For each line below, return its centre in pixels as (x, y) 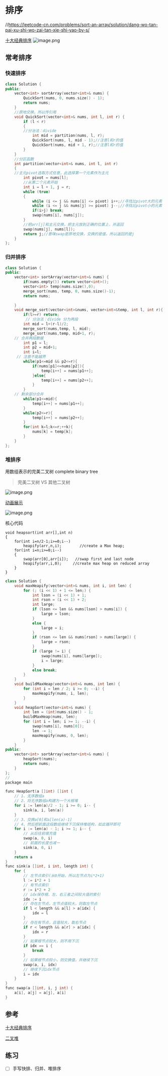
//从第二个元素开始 (40, 182)
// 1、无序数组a (29, 796)
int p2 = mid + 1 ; (40, 347)
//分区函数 (24, 159)
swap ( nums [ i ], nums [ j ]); (58, 215)
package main (19, 782)
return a (23, 857)
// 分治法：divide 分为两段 (52, 319)
